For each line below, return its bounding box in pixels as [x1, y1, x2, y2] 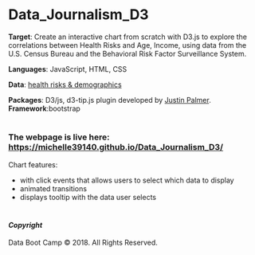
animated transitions [19, 183, 88, 193]
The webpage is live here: [8, 131, 110, 143]
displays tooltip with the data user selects [19, 192, 157, 202]
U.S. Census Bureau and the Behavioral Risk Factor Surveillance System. [8, 49, 247, 58]
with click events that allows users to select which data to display [19, 175, 234, 185]
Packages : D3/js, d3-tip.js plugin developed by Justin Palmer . [8, 95, 211, 104]
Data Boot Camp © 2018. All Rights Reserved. [8, 237, 158, 248]
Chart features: [8, 159, 58, 169]
